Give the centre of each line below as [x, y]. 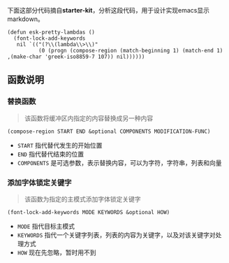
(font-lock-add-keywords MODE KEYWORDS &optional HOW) [89, 212]
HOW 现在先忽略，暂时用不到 [57, 252]
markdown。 [25, 19]
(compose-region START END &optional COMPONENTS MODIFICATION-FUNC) [109, 131]
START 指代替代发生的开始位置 [60, 145]
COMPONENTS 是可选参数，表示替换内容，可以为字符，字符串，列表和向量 [119, 162]
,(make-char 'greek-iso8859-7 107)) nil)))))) [76, 57]
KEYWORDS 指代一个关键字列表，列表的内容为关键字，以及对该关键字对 [117, 235]
